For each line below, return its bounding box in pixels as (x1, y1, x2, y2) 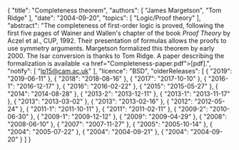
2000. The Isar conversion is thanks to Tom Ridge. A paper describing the (7, 51, 225, 60)
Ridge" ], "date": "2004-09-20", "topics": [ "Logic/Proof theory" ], (7, 14, 201, 22)
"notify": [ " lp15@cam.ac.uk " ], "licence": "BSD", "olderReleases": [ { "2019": (7, 67, 233, 75)
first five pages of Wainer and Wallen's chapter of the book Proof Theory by (7, 29, 230, 37)
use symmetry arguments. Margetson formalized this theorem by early (7, 44, 215, 52)
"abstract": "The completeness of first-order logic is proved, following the (7, 21, 225, 29)
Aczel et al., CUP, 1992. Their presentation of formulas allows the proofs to (7, 36, 227, 45)
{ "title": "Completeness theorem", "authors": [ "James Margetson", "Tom (7, 6, 222, 14)
